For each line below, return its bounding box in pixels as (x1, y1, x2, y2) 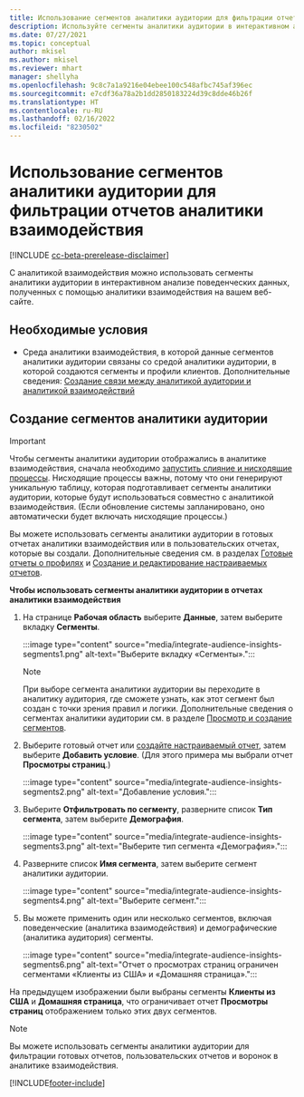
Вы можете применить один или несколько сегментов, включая (22, 912, 272, 923)
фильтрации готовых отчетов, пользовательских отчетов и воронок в (9, 1050, 279, 1061)
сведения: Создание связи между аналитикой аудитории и (22, 375, 252, 386)
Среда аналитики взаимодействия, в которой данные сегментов (22, 346, 274, 357)
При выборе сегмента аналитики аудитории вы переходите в (22, 684, 261, 694)
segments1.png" (22, 648, 84, 659)
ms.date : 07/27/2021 (9, 30, 88, 39)
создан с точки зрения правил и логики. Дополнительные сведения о (22, 703, 294, 714)
